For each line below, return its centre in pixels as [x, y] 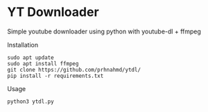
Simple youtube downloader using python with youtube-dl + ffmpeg [104, 31]
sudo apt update [31, 57]
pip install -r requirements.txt [55, 76]
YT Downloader [53, 12]
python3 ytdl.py [31, 102]
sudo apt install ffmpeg [43, 63]
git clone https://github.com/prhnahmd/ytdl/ [74, 70]
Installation [23, 45]
